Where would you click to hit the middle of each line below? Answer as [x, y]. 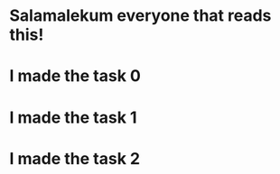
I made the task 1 [73, 117]
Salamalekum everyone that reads [140, 16]
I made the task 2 [75, 158]
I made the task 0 [75, 76]
